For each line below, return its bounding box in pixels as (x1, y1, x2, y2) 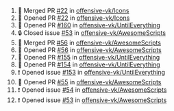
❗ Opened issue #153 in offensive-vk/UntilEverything (17, 69, 166, 76)
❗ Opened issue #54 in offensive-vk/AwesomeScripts (17, 86, 167, 94)
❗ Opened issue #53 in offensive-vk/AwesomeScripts (17, 96, 167, 104)
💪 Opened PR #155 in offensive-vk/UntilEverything (17, 53, 160, 61)
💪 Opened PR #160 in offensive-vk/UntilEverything (17, 21, 160, 29)
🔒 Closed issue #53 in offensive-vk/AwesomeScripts (17, 29, 166, 37)
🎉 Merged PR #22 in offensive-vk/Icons (17, 7, 129, 14)
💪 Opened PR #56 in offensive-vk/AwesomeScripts (17, 46, 162, 54)
